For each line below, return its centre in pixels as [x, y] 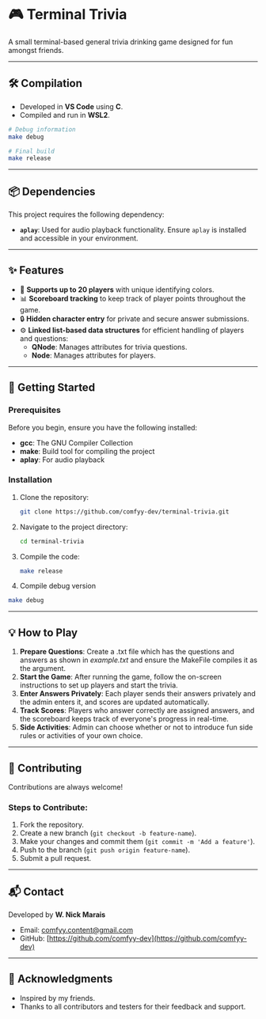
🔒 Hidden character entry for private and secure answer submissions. [134, 318]
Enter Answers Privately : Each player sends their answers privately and [137, 694]
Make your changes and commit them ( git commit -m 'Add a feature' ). [137, 842]
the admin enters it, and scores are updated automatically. [114, 702]
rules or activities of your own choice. [81, 736]
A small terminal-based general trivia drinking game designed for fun [121, 42]
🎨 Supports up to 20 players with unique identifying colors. [117, 290]
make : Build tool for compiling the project [87, 451]
